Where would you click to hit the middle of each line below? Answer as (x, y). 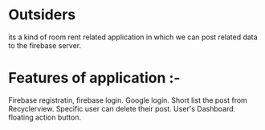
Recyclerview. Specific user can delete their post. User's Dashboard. (122, 108)
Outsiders (42, 15)
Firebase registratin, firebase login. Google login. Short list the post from (128, 100)
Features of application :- (94, 78)
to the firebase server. (45, 45)
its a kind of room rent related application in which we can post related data (133, 37)
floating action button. (45, 117)
